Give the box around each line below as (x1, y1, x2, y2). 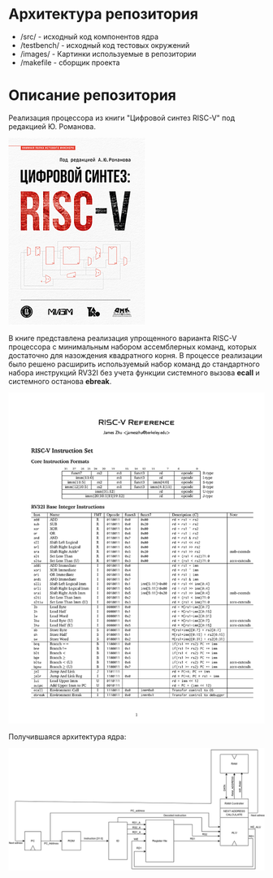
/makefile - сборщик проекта (19, 58, 120, 67)
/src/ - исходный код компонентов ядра (19, 32, 159, 41)
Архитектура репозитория (8, 5, 199, 24)
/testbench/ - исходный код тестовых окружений (19, 40, 190, 50)
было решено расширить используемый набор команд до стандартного (8, 359, 260, 369)
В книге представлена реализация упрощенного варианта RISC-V (8, 333, 237, 343)
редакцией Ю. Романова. (8, 121, 96, 131)
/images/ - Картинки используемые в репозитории (19, 49, 197, 58)
